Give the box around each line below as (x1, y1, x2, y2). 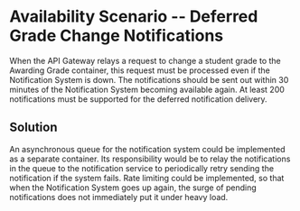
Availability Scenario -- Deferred (9, 6, 258, 27)
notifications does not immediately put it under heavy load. (9, 191, 229, 202)
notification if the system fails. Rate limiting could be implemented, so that (9, 172, 285, 183)
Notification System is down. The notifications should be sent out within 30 (9, 74, 289, 85)
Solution (9, 120, 58, 135)
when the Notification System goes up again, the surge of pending (9, 182, 258, 193)
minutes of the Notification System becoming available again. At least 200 (9, 84, 285, 95)
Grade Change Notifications (9, 25, 224, 46)
